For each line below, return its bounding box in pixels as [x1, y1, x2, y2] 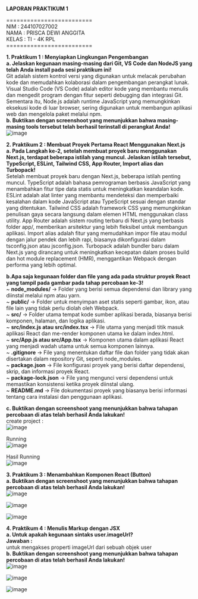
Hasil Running [6, 453, 40, 460]
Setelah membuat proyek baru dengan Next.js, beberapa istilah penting [6, 173, 181, 179]
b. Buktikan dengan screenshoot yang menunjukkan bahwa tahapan [6, 550, 178, 557]
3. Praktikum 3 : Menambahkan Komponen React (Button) [6, 471, 152, 478]
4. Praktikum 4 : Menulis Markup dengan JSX [6, 524, 121, 532]
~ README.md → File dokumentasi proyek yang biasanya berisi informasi [6, 387, 187, 394]
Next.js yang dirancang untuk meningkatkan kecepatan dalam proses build [6, 249, 190, 256]
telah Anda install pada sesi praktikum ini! [6, 66, 112, 73]
